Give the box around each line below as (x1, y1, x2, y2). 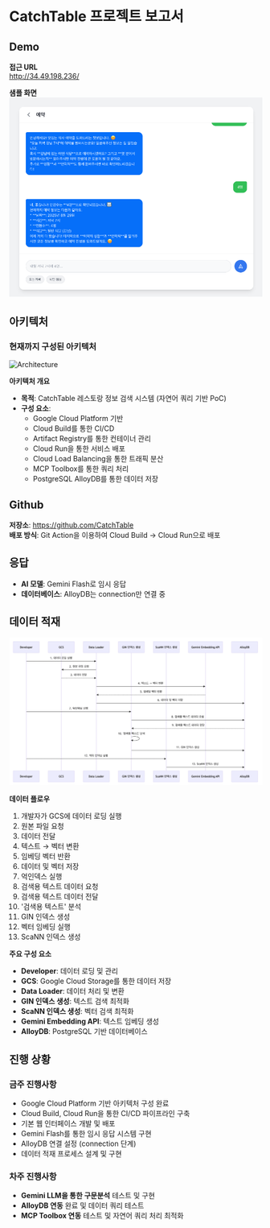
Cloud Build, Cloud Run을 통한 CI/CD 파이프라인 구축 (20, 1109, 190, 1118)
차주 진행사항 (9, 1171, 57, 1182)
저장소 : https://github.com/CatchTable (9, 520, 134, 530)
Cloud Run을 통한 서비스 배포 (32, 444, 125, 453)
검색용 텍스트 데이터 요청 (20, 882, 99, 891)
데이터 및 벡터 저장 (20, 862, 80, 871)
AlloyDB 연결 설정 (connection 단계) (20, 1139, 137, 1148)
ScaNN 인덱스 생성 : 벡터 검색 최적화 (20, 1007, 134, 1016)
